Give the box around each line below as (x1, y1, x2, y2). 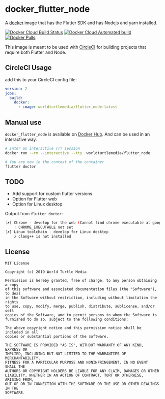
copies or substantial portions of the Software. (5, 334, 109, 339)
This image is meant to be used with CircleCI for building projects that (5, 44, 146, 50)
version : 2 (5, 86, 27, 91)
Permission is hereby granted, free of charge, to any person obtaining (5, 278, 157, 283)
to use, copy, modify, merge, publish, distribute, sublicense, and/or (5, 304, 155, 309)
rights (5, 299, 19, 304)
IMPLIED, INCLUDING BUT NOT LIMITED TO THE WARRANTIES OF (5, 351, 126, 356)
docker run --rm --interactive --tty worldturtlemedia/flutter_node (5, 150, 151, 156)
